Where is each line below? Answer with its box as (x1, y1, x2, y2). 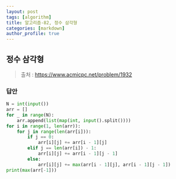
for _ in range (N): (6, 112, 55, 118)
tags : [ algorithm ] (6, 14, 52, 20)
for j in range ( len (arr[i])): (17, 129, 92, 135)
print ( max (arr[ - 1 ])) (6, 167, 57, 173)
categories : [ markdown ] (6, 25, 65, 31)
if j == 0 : (27, 134, 55, 140)
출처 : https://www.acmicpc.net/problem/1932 (20, 71, 132, 78)
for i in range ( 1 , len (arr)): (6, 123, 81, 129)
